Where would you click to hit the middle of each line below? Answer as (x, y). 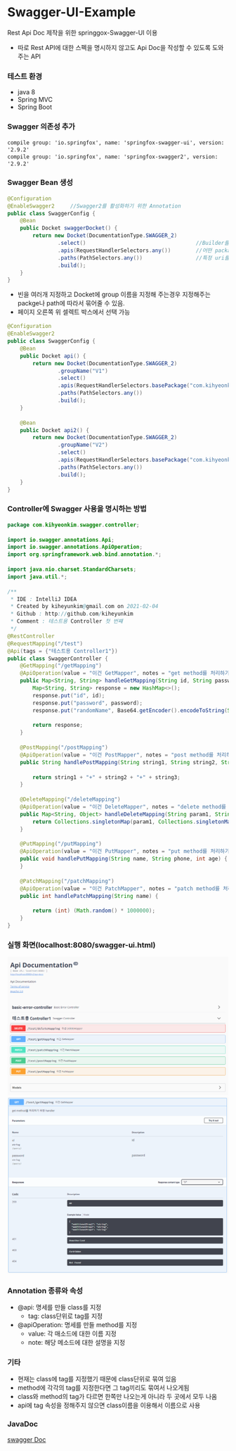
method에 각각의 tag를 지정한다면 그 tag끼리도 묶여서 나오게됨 (103, 1388)
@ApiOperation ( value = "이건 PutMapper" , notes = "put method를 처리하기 (125, 851)
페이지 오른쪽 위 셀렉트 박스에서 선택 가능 (74, 312)
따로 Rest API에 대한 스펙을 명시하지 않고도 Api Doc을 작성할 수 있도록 (114, 47)
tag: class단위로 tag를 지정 (65, 1316)
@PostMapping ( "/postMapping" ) (64, 747)
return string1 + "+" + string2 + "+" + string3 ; (106, 777)
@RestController (31, 636)
